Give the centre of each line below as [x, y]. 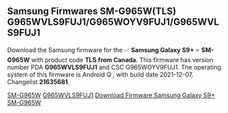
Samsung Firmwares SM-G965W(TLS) [92, 11]
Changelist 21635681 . [39, 81]
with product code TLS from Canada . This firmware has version [122, 60]
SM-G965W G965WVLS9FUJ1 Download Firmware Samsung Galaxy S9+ [111, 95]
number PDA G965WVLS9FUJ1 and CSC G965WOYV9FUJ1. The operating [114, 67]
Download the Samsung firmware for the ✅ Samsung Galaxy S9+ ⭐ [104, 50]
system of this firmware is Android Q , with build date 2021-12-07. [100, 74]
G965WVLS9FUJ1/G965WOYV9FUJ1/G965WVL [113, 22]
